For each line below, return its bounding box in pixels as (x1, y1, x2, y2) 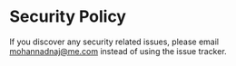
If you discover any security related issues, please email (9, 36, 220, 47)
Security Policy (9, 6, 127, 27)
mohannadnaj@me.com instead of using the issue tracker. (9, 45, 227, 56)
